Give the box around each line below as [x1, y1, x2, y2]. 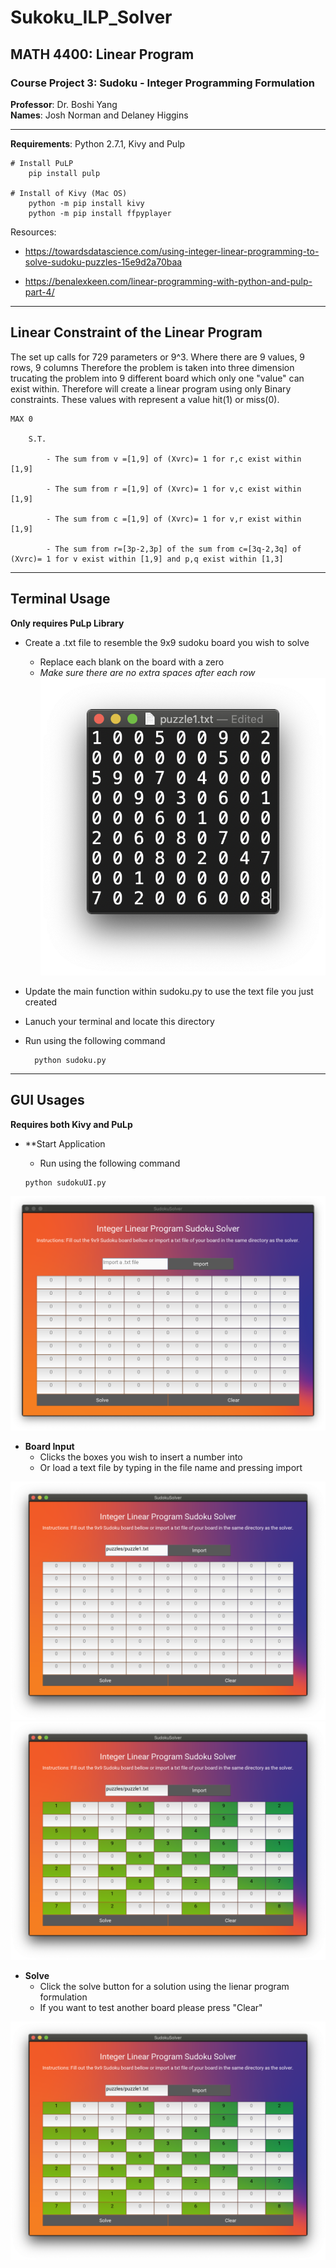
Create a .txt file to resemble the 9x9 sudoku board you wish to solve [24, 636, 310, 648]
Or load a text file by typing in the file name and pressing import [39, 1462, 303, 1474]
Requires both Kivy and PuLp [10, 1118, 133, 1130]
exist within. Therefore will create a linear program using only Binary [10, 382, 292, 395]
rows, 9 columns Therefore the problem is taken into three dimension [10, 361, 295, 373]
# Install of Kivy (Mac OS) [10, 188, 128, 198]
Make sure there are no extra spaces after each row [39, 666, 256, 678]
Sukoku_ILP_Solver [10, 6, 173, 29]
